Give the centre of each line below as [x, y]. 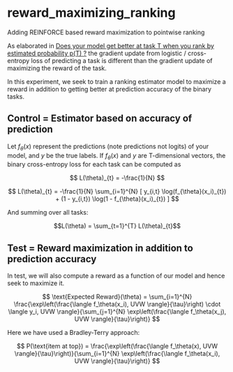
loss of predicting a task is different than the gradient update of [122, 60]
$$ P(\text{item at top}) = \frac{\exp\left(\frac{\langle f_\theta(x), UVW [117, 346]
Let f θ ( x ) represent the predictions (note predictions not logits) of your [108, 147]
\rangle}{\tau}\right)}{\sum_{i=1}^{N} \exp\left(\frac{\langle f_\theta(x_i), [117, 354]
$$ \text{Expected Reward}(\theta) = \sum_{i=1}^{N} [117, 297]
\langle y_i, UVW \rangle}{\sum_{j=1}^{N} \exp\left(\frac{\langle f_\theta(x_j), [117, 312]
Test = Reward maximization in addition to [100, 248]
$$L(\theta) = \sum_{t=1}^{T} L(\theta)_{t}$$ [117, 226]
